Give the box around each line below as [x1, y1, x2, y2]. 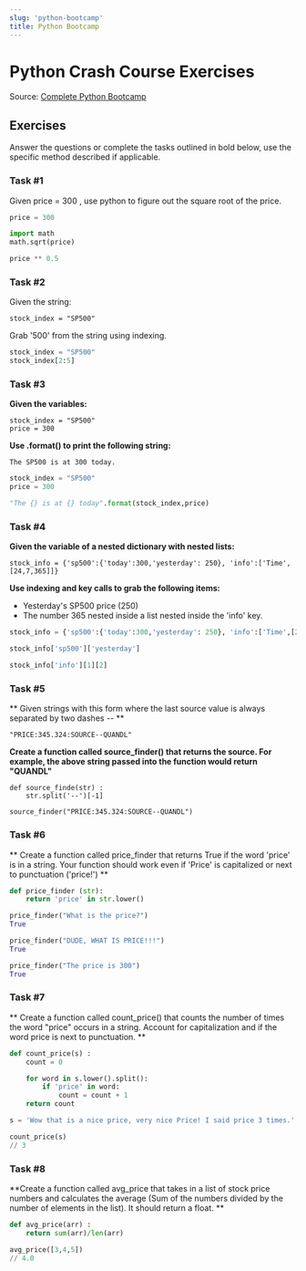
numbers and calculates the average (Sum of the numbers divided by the [9, 1193, 284, 1203]
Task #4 [9, 520, 46, 533]
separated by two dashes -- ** [9, 713, 125, 724]
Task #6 [9, 828, 46, 841]
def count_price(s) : [9, 1048, 92, 1058]
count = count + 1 [57, 1091, 128, 1100]
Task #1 [9, 174, 44, 187]
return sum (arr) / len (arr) [25, 1228, 125, 1237]
